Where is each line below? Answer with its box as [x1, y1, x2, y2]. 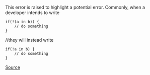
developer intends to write [5, 10, 60, 16]
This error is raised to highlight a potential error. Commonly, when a [5, 5, 145, 10]
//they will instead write [5, 37, 54, 43]
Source [5, 64, 20, 70]
